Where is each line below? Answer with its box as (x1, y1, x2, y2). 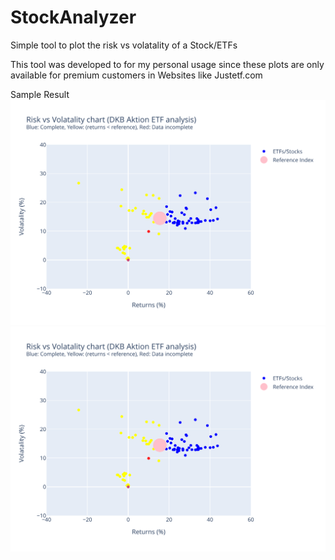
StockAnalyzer (10, 6, 137, 29)
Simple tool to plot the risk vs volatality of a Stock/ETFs (10, 39, 238, 51)
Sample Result (10, 88, 70, 100)
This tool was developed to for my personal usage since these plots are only (10, 58, 325, 70)
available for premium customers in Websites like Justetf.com (10, 69, 263, 81)
